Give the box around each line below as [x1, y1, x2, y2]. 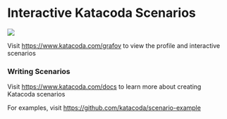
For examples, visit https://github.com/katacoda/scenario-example [7, 104, 201, 112]
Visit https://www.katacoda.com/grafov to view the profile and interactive [7, 41, 221, 50]
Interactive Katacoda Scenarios [7, 5, 196, 21]
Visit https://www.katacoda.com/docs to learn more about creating [7, 82, 202, 91]
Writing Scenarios [7, 66, 70, 76]
